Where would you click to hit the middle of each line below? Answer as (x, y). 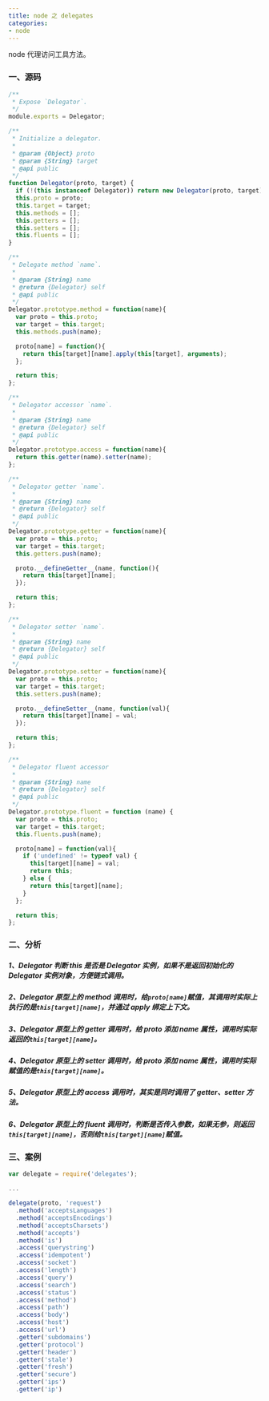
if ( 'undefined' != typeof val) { (80, 856)
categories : (28, 23)
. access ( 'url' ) (41, 1330)
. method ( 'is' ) (39, 1240)
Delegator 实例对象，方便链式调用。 (68, 975)
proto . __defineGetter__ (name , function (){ (87, 568)
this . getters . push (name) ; (59, 554)
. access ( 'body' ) (42, 1315)
